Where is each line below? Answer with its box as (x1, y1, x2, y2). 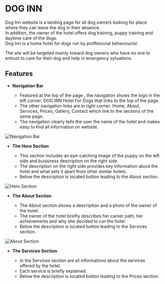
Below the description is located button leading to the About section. (19, 174, 159, 180)
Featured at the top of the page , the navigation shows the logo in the (19, 92, 160, 98)
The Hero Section (12, 143, 49, 149)
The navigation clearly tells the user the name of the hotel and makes (19, 118, 160, 124)
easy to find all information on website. (19, 124, 99, 130)
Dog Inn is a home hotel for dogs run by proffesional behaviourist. (5, 40, 139, 46)
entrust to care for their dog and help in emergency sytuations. (5, 55, 132, 61)
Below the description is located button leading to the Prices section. (19, 273, 160, 279)
